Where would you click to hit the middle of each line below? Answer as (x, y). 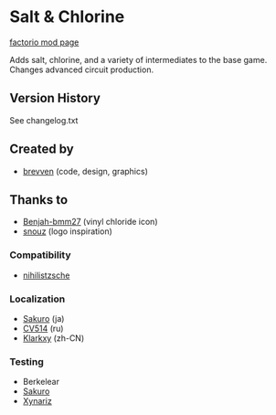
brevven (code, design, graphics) (85, 171)
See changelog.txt (44, 120)
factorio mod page (44, 42)
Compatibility (40, 255)
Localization (37, 299)
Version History (55, 98)
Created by (42, 149)
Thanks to (39, 200)
